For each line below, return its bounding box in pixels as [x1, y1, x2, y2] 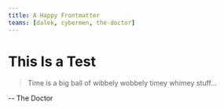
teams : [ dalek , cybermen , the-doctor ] [8, 19, 135, 27]
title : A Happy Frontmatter [8, 11, 101, 20]
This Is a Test [8, 53, 97, 71]
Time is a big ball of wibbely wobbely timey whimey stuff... [27, 78, 218, 88]
